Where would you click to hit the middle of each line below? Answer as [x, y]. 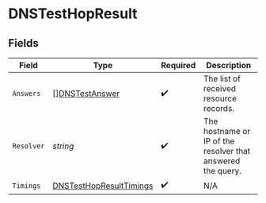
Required [179, 65]
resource [220, 98]
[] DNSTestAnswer [86, 94]
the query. [222, 171]
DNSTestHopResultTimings [103, 186]
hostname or [227, 131]
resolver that [227, 151]
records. [219, 108]
